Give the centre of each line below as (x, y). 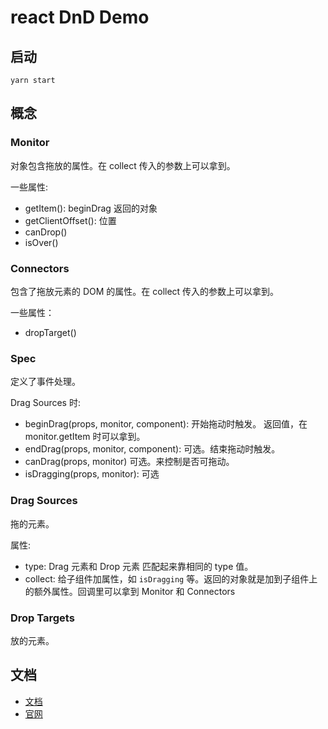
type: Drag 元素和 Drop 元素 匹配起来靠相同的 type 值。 (139, 566)
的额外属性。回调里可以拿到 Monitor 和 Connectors (130, 591)
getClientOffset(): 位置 (70, 220)
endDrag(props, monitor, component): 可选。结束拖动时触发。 (152, 449)
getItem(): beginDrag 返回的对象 (91, 208)
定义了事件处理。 (45, 382)
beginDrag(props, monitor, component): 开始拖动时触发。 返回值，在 (166, 424)
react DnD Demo (80, 17)
